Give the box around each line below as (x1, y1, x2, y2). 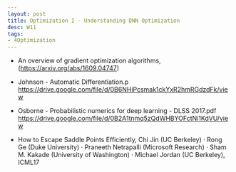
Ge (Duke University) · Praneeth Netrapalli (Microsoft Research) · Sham (17, 143, 227, 151)
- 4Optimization (7, 37, 56, 44)
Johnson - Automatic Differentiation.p (17, 77, 129, 86)
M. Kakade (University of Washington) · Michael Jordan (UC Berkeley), (17, 151, 226, 159)
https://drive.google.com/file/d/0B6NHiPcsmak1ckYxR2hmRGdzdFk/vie (17, 85, 228, 94)
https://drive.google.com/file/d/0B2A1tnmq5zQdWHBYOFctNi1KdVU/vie (17, 114, 229, 123)
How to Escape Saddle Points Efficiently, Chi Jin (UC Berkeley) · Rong (17, 136, 222, 144)
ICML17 (17, 158, 40, 167)
